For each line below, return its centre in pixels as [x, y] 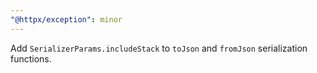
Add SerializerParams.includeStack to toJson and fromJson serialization [159, 48]
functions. [31, 58]
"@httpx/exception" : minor [66, 19]
